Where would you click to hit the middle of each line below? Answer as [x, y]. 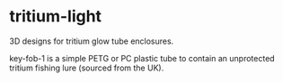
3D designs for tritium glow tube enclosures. [92, 41]
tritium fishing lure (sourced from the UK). [87, 68]
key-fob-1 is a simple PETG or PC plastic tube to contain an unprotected [142, 58]
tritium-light [55, 16]
